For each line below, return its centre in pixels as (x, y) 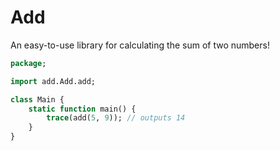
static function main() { (82, 109)
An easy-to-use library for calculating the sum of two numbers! (140, 45)
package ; (28, 63)
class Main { (37, 99)
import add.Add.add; (53, 81)
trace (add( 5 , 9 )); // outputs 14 (116, 118)
